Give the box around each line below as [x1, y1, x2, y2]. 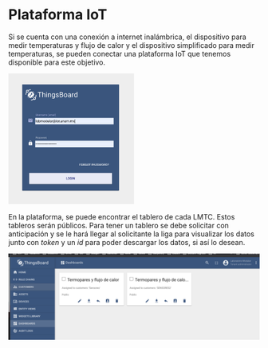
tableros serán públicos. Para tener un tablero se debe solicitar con [8, 220, 230, 230]
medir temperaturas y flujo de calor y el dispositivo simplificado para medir [8, 40, 255, 49]
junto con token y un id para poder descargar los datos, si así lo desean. [8, 237, 246, 247]
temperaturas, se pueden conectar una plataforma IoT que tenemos [8, 49, 231, 58]
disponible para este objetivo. [8, 57, 106, 67]
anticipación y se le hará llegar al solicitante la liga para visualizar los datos [8, 229, 255, 239]
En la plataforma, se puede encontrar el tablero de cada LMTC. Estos [8, 212, 235, 221]
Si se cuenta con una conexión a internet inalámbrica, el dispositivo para [8, 32, 247, 42]
